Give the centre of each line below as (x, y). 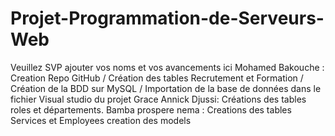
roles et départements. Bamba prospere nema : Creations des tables (151, 109)
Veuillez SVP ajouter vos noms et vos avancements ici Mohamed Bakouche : (167, 67)
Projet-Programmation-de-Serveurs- (167, 18)
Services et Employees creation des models (101, 120)
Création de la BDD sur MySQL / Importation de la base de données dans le (166, 88)
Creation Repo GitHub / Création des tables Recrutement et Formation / (157, 78)
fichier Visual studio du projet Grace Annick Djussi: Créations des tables (158, 99)
